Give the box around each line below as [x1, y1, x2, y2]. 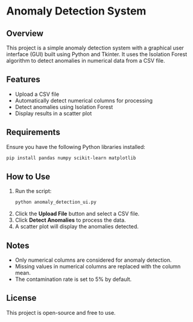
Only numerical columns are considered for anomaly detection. [14, 256, 172, 264]
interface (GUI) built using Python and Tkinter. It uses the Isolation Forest [6, 51, 188, 58]
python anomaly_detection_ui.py [14, 199, 96, 206]
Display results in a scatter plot [14, 110, 92, 117]
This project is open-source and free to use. [6, 309, 116, 316]
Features [6, 74, 40, 85]
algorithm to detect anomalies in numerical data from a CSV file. [6, 57, 165, 64]
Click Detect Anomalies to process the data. [14, 216, 126, 224]
